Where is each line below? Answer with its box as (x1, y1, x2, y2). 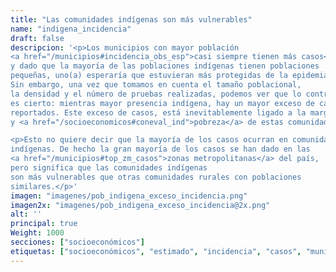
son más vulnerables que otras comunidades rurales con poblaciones (10, 172, 302, 182)
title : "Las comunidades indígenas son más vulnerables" (10, 14, 253, 25)
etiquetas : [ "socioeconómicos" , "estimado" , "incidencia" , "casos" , (10, 246, 302, 256)
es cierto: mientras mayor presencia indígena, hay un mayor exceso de (10, 98, 315, 108)
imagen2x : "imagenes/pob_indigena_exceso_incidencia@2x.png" (10, 200, 271, 210)
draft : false (10, 33, 65, 43)
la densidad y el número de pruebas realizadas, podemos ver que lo (10, 89, 302, 99)
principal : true (10, 219, 78, 229)
